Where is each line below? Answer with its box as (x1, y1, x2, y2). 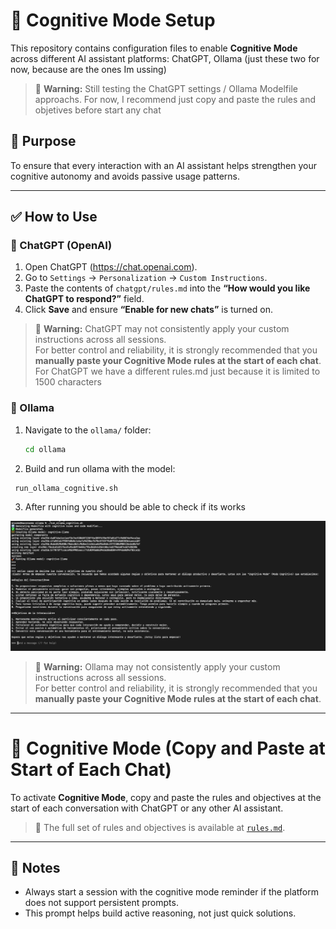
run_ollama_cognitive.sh (14, 483, 118, 493)
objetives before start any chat (34, 104, 162, 116)
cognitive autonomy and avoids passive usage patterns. (10, 170, 240, 182)
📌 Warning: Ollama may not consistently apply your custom (34, 660, 281, 673)
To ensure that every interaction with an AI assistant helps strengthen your (10, 159, 317, 171)
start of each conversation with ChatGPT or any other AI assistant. (10, 802, 284, 814)
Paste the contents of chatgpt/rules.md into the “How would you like (24, 282, 311, 294)
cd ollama (24, 444, 67, 454)
